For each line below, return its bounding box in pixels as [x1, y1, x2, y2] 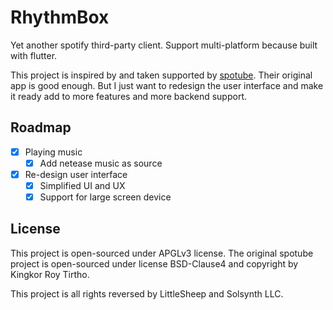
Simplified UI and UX [39, 179, 126, 191]
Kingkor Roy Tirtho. [10, 268, 90, 280]
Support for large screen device [39, 191, 172, 203]
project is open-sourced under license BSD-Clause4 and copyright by [10, 257, 299, 270]
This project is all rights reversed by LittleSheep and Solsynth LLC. [10, 287, 284, 300]
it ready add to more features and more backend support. [10, 90, 248, 102]
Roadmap [10, 119, 72, 136]
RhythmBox [10, 6, 110, 29]
